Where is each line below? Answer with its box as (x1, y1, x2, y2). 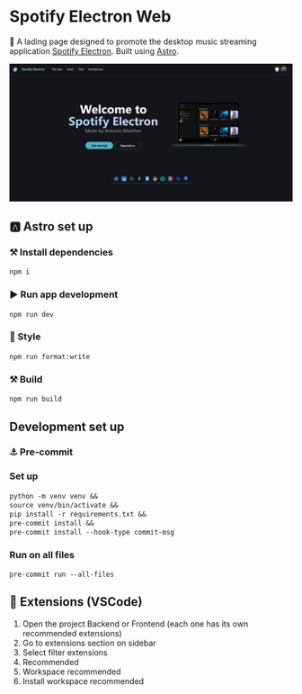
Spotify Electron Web (9, 6, 172, 27)
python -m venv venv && (9, 491, 99, 500)
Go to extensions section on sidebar (22, 637, 156, 648)
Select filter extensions (22, 646, 108, 658)
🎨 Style (9, 330, 41, 343)
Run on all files (9, 548, 75, 561)
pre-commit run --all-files (9, 570, 115, 580)
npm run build (9, 394, 63, 404)
